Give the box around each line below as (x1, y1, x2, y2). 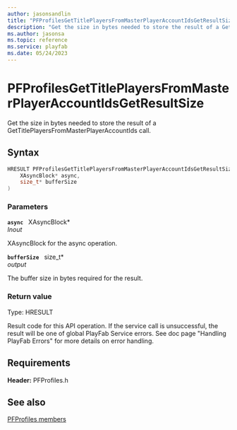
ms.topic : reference (7, 37, 68, 44)
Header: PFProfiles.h (7, 376, 68, 384)
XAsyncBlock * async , (20, 172, 80, 179)
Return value (7, 291, 52, 301)
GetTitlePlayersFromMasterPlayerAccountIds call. (7, 126, 152, 134)
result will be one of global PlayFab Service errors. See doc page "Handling (7, 329, 227, 337)
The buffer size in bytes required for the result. (7, 274, 143, 283)
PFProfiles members (7, 415, 67, 424)
